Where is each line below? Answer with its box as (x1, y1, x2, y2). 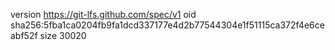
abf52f (10, 30, 38, 41)
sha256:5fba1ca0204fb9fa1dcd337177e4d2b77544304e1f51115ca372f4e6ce (10, 19, 325, 31)
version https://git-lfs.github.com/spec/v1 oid (10, 9, 197, 20)
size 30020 (39, 30, 87, 41)
